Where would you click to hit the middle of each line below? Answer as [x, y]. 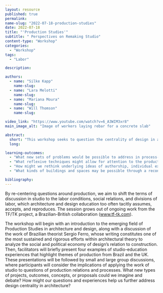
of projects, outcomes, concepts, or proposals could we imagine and [74, 275]
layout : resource [23, 9]
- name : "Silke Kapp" [31, 81]
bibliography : [19, 180]
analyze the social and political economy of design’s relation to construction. [81, 244]
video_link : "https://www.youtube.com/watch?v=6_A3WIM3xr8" [67, 122]
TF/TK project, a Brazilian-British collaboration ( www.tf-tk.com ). [69, 214]
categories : [17, 46]
